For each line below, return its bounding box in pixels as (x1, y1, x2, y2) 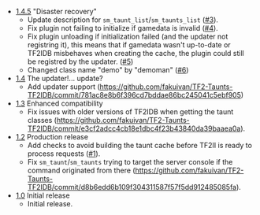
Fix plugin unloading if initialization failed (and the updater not (27, 32, 228, 41)
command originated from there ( (27, 165, 136, 175)
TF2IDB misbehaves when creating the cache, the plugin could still (27, 49, 244, 57)
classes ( (27, 116, 58, 124)
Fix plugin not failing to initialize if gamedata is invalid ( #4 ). (27, 24, 218, 32)
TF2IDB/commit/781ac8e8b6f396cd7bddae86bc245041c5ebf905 (27, 91, 242, 99)
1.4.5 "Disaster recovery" (15, 7, 97, 16)
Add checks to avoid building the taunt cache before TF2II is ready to (27, 141, 252, 150)
